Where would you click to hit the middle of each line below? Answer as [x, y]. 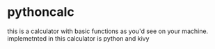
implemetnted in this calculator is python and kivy [78, 38]
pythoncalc [41, 12]
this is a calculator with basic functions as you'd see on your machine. [108, 31]
